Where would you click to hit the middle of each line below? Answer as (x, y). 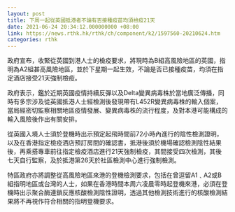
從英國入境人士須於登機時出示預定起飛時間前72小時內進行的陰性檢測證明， (115, 134)
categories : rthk (33, 40)
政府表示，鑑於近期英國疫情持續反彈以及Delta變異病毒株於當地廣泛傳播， (113, 93)
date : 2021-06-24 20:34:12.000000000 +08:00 (73, 27)
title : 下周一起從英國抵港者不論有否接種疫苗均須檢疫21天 (81, 20)
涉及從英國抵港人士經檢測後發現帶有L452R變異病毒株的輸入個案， (127, 101)
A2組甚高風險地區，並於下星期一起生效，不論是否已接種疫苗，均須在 (119, 69)
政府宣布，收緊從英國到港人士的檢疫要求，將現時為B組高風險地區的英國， (114, 61)
